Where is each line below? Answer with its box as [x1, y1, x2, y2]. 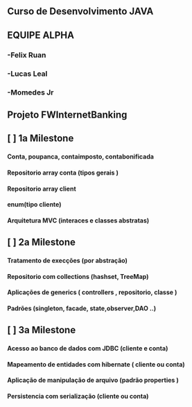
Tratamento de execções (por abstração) [7, 257, 128, 265]
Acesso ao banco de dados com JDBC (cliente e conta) [7, 344, 168, 353]
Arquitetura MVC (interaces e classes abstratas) [7, 216, 150, 225]
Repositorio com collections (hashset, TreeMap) [7, 272, 149, 280]
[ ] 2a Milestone [7, 237, 76, 248]
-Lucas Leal [7, 69, 48, 79]
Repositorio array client [7, 184, 76, 193]
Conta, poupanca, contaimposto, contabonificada [7, 152, 155, 161]
